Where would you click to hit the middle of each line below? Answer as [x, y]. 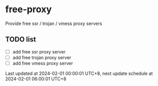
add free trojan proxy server [42, 58]
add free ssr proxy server [39, 51]
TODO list [21, 39]
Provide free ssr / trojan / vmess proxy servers [54, 23]
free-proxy [29, 9]
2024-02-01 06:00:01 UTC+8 [36, 79]
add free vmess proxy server [43, 63]
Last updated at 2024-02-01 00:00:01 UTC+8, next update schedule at [79, 73]
